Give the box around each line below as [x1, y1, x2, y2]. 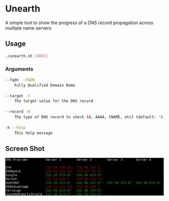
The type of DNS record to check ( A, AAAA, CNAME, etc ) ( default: [14, 115, 156, 120]
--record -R [5, 109, 30, 115]
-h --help [5, 125, 26, 130]
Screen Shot [5, 144, 45, 153]
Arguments [5, 65, 34, 72]
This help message [14, 130, 53, 136]
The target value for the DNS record [14, 98, 94, 104]
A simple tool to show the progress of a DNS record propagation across [5, 20, 153, 26]
